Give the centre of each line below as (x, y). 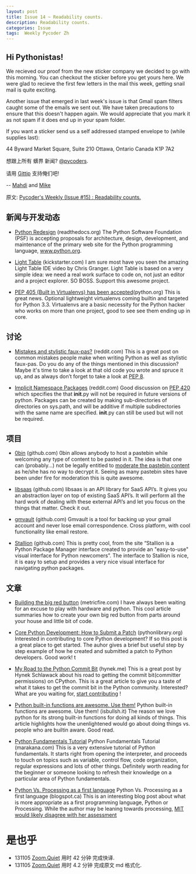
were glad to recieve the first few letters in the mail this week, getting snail (96, 83)
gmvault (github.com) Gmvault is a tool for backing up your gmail (93, 519)
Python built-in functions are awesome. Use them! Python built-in (93, 705)
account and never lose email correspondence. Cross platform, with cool (102, 526)
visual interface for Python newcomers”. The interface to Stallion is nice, (102, 556)
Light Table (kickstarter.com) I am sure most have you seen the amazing (102, 262)
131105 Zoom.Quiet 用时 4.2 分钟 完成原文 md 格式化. (78, 865)
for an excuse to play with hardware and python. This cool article (93, 609)
